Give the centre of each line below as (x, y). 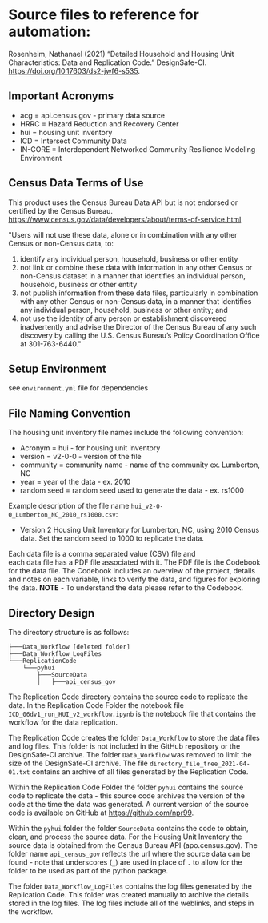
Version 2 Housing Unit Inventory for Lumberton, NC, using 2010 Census (140, 530)
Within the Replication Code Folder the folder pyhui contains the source (126, 787)
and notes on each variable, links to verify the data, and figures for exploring (134, 579)
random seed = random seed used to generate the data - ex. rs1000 (132, 490)
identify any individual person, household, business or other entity (129, 258)
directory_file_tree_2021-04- (200, 764)
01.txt (19, 773)
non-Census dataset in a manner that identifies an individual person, (133, 276)
